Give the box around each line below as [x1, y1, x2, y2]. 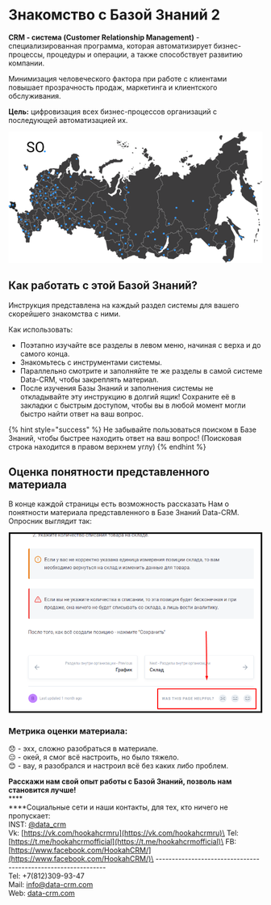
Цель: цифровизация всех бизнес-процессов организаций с [8, 107, 218, 116]
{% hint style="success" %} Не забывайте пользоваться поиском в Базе [8, 425, 256, 434]
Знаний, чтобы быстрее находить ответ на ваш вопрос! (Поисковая [8, 433, 242, 442]
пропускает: [8, 811, 51, 821]
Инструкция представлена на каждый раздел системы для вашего [8, 300, 240, 310]
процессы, [8, 49, 45, 59]
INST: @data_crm [8, 819, 67, 830]
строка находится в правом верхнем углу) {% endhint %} [8, 442, 206, 451]
